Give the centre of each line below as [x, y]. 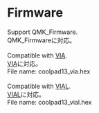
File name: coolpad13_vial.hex [49, 102]
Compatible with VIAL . [39, 86]
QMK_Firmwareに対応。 [42, 40]
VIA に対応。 [25, 63]
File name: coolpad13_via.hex [49, 71]
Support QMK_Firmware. [43, 32]
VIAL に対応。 [26, 94]
